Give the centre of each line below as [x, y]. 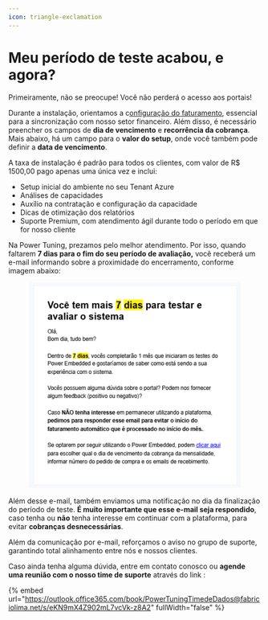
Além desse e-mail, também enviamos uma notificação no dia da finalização [134, 501]
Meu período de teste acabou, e [116, 57]
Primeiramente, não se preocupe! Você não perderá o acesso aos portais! [130, 97]
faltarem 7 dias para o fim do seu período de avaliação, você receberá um [132, 253]
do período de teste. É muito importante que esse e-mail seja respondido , [132, 510]
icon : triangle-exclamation [55, 17]
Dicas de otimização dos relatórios [77, 212]
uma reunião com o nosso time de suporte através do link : [107, 575]
